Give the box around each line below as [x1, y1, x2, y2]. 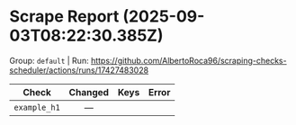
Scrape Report [9, 6, 120, 27]
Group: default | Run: [9, 55, 89, 66]
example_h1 [13, 102, 60, 112]
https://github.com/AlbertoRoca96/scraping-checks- [90, 55, 287, 66]
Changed [68, 85, 110, 98]
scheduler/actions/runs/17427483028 [9, 65, 149, 76]
